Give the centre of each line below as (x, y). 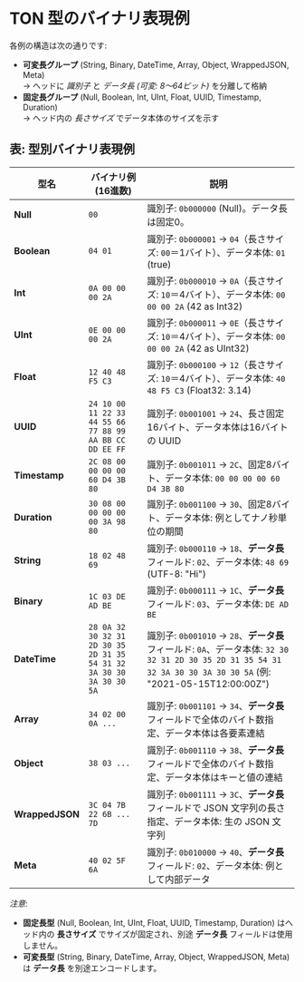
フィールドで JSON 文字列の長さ (216, 808)
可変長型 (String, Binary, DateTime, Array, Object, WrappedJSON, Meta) (156, 957)
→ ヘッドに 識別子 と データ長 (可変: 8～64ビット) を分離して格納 (144, 85)
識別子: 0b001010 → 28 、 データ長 (216, 636)
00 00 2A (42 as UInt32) (198, 348)
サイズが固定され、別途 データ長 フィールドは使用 (199, 934)
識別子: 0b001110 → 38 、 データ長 (216, 750)
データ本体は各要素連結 (215, 733)
